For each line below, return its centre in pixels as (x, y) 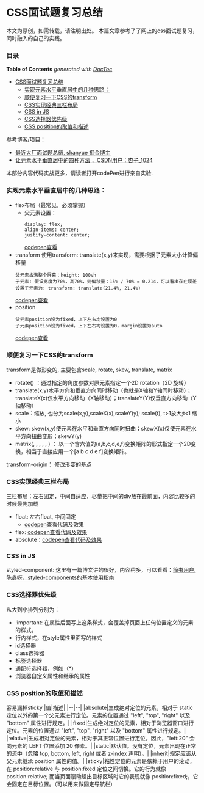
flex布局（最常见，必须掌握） (52, 205)
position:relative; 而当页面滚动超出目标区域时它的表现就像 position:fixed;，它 (102, 777)
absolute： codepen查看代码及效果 (58, 540)
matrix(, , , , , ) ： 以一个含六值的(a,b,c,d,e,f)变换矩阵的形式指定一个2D (103, 444)
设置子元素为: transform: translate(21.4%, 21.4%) (78, 288)
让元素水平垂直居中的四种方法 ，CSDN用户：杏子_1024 (84, 160)
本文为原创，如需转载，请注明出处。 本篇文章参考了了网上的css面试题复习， (102, 31)
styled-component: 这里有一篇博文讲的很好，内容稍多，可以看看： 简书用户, (101, 570)
